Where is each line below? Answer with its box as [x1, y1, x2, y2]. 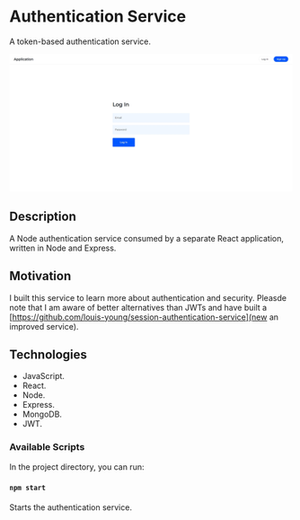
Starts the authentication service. [9, 501, 133, 513]
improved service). [9, 321, 79, 331]
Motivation [9, 269, 72, 284]
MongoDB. [22, 409, 63, 419]
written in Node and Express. [9, 242, 117, 253]
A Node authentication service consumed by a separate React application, [9, 233, 285, 243]
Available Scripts [9, 441, 85, 454]
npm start [9, 483, 47, 493]
